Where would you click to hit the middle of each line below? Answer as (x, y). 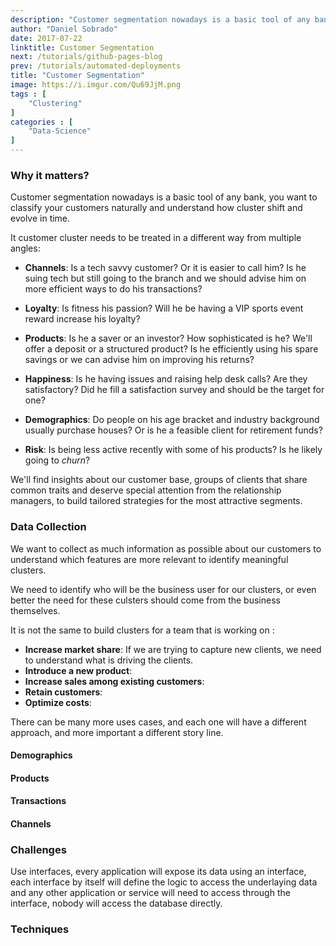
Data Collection (48, 527)
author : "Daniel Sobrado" (64, 29)
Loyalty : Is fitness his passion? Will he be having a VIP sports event (164, 308)
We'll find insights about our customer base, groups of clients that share (159, 480)
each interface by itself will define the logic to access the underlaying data (164, 882)
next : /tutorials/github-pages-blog (86, 57)
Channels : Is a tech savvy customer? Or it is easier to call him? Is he (165, 268)
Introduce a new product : (78, 670)
